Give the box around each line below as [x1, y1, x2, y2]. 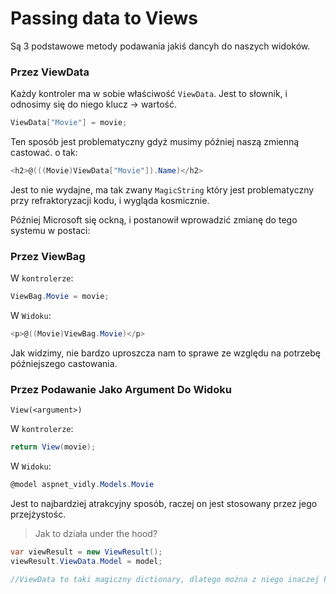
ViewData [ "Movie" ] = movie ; [10, 118, 128, 128]
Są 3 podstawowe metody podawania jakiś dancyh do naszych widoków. [10, 40, 311, 52]
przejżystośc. [10, 508, 67, 521]
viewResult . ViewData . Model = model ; [10, 556, 163, 566]
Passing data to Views [10, 7, 198, 30]
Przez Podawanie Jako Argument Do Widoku [10, 382, 232, 396]
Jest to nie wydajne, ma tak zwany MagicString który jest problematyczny [10, 183, 315, 196]
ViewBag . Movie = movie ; [10, 292, 110, 302]
